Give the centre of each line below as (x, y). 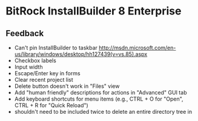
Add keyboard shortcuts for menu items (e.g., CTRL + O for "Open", (99, 99)
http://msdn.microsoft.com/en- (137, 48)
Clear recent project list (44, 80)
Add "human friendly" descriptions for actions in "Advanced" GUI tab (101, 92)
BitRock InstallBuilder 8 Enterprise (94, 11)
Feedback (25, 33)
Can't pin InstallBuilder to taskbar (56, 48)
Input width (28, 67)
